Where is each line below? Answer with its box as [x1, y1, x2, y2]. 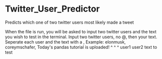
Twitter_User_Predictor [5, 3, 100, 15]
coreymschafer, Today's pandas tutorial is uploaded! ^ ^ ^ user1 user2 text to [5, 44, 157, 50]
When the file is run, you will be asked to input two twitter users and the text [5, 29, 157, 34]
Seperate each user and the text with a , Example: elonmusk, [5, 39, 126, 44]
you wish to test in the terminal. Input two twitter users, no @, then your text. [5, 34, 157, 40]
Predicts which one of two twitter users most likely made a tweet [5, 19, 134, 25]
